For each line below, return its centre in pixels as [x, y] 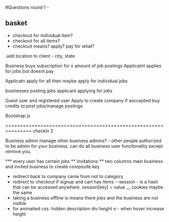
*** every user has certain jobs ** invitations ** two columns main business [84, 161]
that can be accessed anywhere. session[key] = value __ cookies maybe [88, 187]
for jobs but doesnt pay [30, 71]
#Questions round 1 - [27, 7]
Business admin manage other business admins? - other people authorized [83, 141]
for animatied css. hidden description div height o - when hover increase [88, 208]
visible [19, 203]
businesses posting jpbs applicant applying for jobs [59, 91]
